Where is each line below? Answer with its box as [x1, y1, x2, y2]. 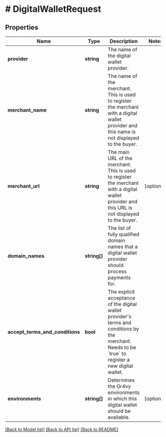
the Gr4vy [108, 383, 131, 390]
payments [108, 274, 131, 281]
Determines [108, 377, 135, 384]
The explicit [108, 288, 135, 295]
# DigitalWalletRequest [5, 3, 101, 15]
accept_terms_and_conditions [7, 329, 81, 335]
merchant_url [7, 183, 40, 189]
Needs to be [108, 344, 136, 350]
